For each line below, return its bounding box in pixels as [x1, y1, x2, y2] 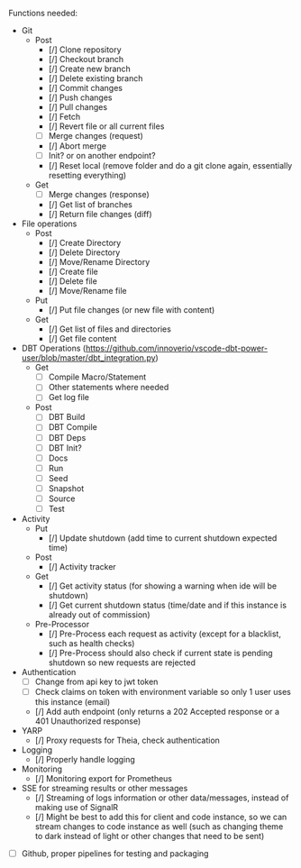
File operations [21, 218, 78, 229]
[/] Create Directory [48, 238, 122, 249]
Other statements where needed [48, 382, 169, 393]
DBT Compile [48, 422, 98, 433]
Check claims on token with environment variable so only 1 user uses [34, 687, 292, 698]
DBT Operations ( [21, 343, 87, 354]
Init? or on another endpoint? [48, 151, 156, 161]
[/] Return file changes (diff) [48, 209, 152, 220]
